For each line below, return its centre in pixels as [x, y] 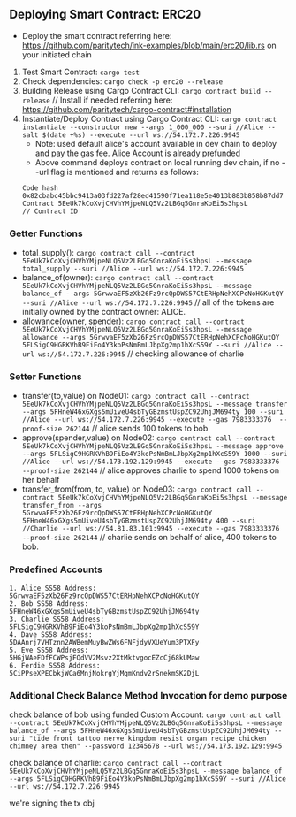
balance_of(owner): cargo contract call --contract [118, 278]
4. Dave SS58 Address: [51, 634]
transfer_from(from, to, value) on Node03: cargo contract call [137, 489]
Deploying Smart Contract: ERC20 [105, 15]
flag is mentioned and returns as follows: [125, 172]
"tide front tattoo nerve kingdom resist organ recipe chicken [148, 738]
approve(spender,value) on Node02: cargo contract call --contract [148, 438]
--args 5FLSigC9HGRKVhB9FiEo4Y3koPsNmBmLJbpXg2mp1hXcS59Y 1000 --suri [155, 454]
